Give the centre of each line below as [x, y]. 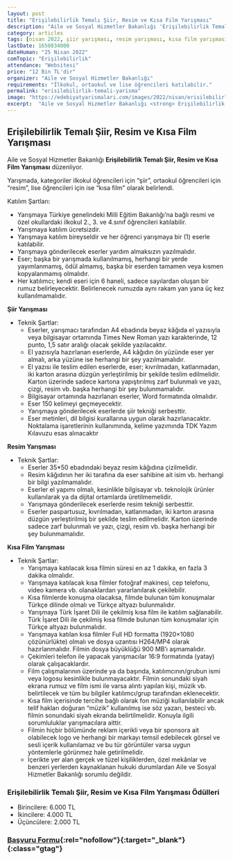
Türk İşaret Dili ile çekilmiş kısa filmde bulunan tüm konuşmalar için [123, 619]
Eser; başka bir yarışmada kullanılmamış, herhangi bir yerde [102, 259]
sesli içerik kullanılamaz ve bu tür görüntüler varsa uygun [109, 745]
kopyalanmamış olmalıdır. [53, 273]
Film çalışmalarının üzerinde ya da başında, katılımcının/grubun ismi [124, 671]
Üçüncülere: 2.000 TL [49, 822]
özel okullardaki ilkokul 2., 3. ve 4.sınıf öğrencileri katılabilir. [102, 222]
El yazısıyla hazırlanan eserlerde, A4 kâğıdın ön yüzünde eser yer [121, 352]
